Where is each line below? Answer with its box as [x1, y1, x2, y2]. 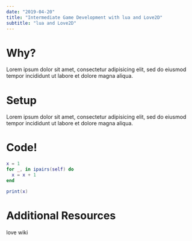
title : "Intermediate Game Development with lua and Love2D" [6, 14, 163, 20]
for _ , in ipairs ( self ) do [6, 166, 74, 172]
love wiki [6, 228, 28, 236]
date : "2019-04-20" [6, 8, 55, 15]
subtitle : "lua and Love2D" [6, 20, 77, 26]
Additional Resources [6, 208, 116, 222]
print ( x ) [6, 188, 28, 195]
